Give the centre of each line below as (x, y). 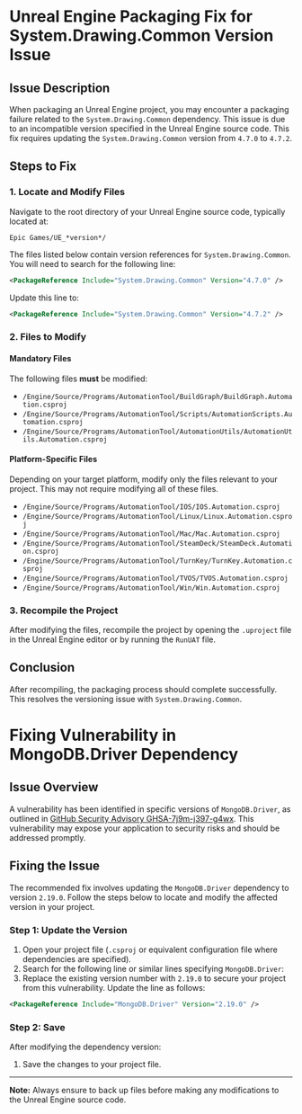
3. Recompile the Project (64, 610)
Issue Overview (54, 787)
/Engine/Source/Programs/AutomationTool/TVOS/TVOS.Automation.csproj (155, 578)
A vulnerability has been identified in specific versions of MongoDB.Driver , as (150, 809)
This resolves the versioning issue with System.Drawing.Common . (126, 699)
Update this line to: (44, 298)
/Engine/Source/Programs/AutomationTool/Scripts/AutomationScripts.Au (157, 414)
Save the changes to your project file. (92, 1065)
